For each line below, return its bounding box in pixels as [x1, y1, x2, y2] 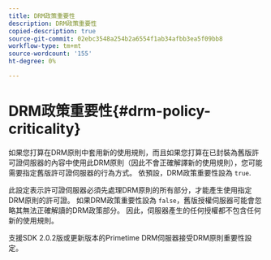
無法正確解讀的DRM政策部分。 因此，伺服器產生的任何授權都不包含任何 [22, 205, 261, 215]
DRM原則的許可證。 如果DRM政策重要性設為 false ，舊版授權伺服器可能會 [8, 195, 256, 205]
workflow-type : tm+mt [8, 42, 82, 50]
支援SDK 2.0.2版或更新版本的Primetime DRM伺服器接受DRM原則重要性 [8, 232, 245, 242]
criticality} [8, 119, 81, 138]
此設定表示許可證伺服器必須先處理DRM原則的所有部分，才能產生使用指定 [8, 184, 252, 195]
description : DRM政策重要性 [8, 19, 97, 28]
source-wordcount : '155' [8, 50, 92, 58]
